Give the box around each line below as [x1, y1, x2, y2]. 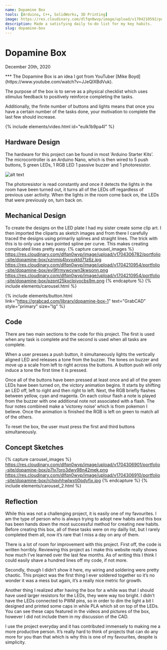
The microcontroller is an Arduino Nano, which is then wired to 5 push [5, 157, 149, 162]
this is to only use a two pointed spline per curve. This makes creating [5, 240, 149, 247]
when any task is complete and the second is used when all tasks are [5, 336, 147, 342]
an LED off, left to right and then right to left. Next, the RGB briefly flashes [5, 387, 156, 393]
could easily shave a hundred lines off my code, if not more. [5, 557, 128, 563]
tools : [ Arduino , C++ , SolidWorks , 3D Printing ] [5, 12, 108, 17]
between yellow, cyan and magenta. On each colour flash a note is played [5, 392, 156, 399]
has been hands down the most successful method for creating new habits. [5, 521, 160, 527]
